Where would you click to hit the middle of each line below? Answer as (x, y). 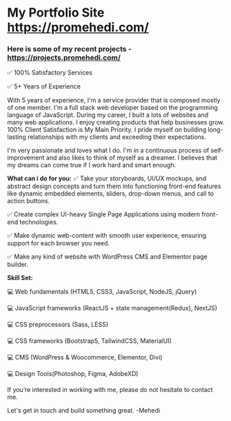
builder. (18, 265)
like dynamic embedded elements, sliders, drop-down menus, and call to (111, 194)
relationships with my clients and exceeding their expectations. (117, 137)
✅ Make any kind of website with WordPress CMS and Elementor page (108, 256)
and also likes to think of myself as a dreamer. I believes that (132, 158)
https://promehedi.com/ (78, 27)
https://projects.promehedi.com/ (64, 58)
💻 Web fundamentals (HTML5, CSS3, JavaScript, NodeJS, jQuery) (102, 292)
